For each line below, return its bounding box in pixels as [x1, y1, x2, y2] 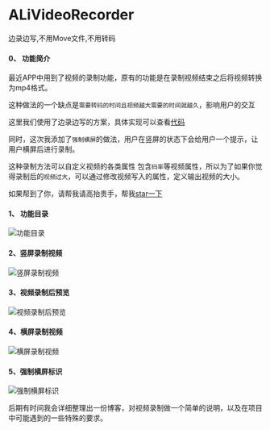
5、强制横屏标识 [8, 366, 63, 376]
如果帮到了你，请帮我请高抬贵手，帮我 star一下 [8, 189, 163, 198]
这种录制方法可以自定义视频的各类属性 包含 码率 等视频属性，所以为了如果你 [8, 161, 255, 171]
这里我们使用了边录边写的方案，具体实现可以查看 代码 [8, 117, 185, 127]
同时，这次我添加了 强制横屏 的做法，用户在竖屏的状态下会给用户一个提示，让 [8, 135, 259, 144]
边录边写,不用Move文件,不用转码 [8, 33, 116, 43]
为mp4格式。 [8, 83, 52, 93]
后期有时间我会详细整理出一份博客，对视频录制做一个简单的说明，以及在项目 [8, 403, 263, 413]
